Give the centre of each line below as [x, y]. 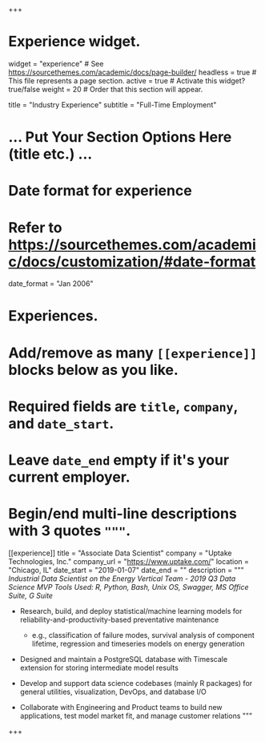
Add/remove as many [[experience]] [133, 353]
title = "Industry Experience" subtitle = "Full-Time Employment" [112, 104]
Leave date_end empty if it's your [119, 460]
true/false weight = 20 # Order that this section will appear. [106, 89]
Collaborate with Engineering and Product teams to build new [121, 707]
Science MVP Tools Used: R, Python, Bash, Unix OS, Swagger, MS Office [128, 587]
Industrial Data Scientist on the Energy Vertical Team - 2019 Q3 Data [122, 579]
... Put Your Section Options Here [120, 137]
